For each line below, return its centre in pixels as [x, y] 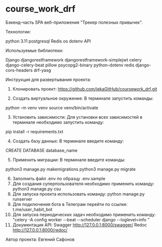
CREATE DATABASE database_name [42, 150]
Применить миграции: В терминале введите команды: [69, 160]
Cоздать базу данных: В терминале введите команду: [68, 141]
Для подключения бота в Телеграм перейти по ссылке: [70, 204]
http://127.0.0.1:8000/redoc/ [40, 230]
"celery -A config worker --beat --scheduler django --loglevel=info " [81, 219]
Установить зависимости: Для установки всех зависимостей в [77, 117]
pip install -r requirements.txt [34, 131]
